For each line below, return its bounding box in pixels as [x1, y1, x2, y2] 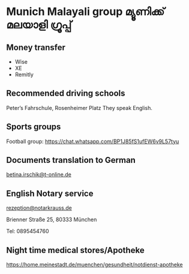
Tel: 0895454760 [6, 228, 49, 235]
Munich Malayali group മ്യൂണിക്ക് [6, 5, 165, 19]
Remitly [14, 71, 34, 78]
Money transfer [6, 42, 66, 52]
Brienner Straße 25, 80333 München [6, 216, 97, 224]
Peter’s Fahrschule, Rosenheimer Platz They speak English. [6, 104, 153, 111]
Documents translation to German [6, 155, 136, 165]
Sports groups [6, 122, 61, 132]
